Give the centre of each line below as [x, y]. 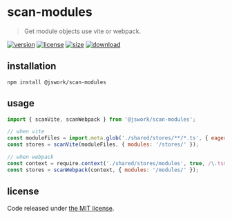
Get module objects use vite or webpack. [83, 31]
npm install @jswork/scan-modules [57, 82]
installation [32, 66]
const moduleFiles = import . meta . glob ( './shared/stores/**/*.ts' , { [108, 138]
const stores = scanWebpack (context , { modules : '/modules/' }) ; [103, 170]
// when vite [26, 132]
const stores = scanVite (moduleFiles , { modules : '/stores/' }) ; [103, 145]
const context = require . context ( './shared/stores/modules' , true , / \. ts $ [117, 163]
